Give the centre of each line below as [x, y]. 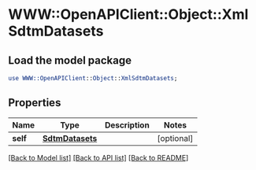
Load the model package [70, 60]
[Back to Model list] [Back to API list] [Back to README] [98, 157]
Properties [35, 103]
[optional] [175, 138]
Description [127, 125]
